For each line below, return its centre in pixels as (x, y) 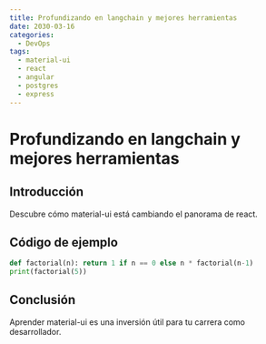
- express (36, 94)
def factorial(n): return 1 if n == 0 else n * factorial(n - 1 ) (132, 263)
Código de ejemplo (64, 242)
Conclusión (43, 300)
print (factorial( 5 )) (49, 272)
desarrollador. (35, 331)
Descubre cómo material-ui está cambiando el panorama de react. (134, 214)
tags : (20, 52)
